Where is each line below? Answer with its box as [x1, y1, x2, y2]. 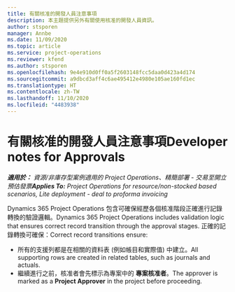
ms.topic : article [7, 43, 61, 50]
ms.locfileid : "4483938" [7, 102, 80, 109]
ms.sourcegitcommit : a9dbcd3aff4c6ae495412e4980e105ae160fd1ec [7, 75, 196, 83]
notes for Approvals [7, 149, 125, 165]
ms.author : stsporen [7, 62, 68, 69]
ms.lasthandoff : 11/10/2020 [7, 95, 90, 102]
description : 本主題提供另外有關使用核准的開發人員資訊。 [7, 17, 157, 24]
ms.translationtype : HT [7, 82, 77, 89]
